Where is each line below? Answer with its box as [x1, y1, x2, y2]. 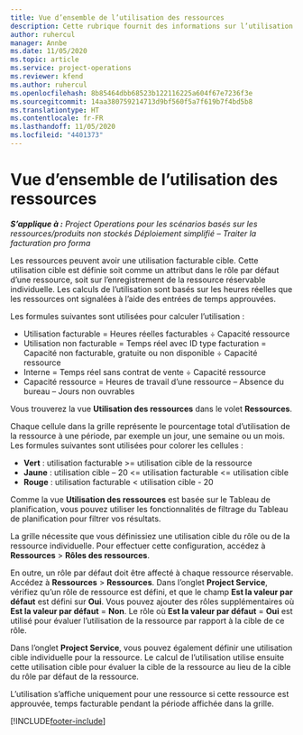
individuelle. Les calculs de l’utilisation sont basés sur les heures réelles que [10, 283, 293, 294]
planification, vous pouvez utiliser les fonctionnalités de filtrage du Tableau [10, 503, 289, 514]
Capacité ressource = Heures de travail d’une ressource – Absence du [23, 376, 285, 387]
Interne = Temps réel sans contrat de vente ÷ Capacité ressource [23, 366, 267, 377]
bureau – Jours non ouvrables [23, 385, 135, 397]
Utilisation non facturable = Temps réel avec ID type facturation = [23, 337, 267, 348]
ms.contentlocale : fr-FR [10, 114, 104, 123]
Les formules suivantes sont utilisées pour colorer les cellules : [10, 439, 244, 451]
